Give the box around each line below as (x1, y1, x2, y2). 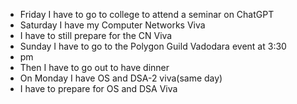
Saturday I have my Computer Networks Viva (19, 19, 206, 31)
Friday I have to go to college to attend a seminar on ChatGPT (19, 9, 275, 20)
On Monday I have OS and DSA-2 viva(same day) (19, 72, 223, 84)
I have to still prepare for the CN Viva (19, 30, 173, 41)
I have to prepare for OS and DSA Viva (19, 83, 178, 94)
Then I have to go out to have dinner (19, 62, 170, 73)
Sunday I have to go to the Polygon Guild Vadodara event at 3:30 (19, 40, 287, 52)
